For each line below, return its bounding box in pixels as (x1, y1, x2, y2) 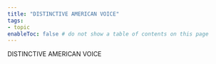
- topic (7, 23, 31, 31)
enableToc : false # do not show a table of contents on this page (7, 30, 209, 38)
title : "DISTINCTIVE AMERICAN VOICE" (7, 10, 120, 18)
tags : (7, 17, 24, 24)
